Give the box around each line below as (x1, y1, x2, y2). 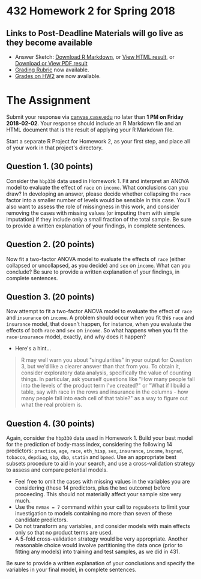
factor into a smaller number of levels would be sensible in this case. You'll (6, 196, 191, 203)
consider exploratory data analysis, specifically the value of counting (20, 369, 192, 376)
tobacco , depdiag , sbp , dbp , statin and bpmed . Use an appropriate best (6, 454, 177, 461)
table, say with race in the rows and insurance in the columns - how (20, 388, 188, 395)
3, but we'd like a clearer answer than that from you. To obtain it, (20, 363, 181, 370)
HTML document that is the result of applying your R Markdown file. (6, 126, 174, 133)
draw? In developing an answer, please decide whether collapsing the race (6, 190, 191, 197)
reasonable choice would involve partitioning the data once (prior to (14, 542, 183, 549)
